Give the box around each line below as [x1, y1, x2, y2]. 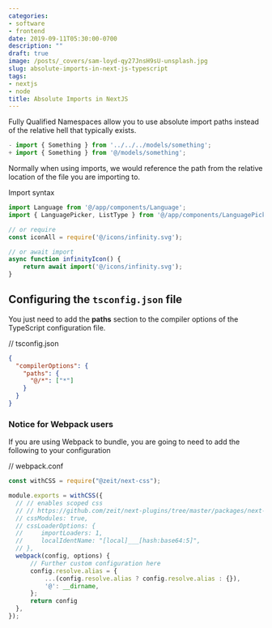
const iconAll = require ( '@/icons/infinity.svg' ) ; [8, 233, 183, 241]
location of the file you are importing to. [8, 172, 140, 182]
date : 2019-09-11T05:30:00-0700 [8, 34, 117, 43]
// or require [8, 225, 57, 233]
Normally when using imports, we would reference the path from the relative [8, 164, 263, 173]
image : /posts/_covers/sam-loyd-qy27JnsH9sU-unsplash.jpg [8, 58, 208, 66]
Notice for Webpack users [8, 418, 113, 429]
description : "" [8, 42, 63, 50]
